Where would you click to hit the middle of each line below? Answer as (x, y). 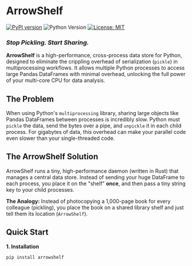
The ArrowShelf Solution (52, 157)
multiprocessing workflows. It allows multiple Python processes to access (95, 68)
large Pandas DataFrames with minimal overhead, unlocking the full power (96, 74)
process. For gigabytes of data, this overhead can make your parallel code (96, 132)
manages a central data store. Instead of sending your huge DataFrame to (95, 177)
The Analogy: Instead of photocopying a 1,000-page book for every (88, 201)
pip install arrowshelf (35, 257)
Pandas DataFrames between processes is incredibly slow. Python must (93, 120)
